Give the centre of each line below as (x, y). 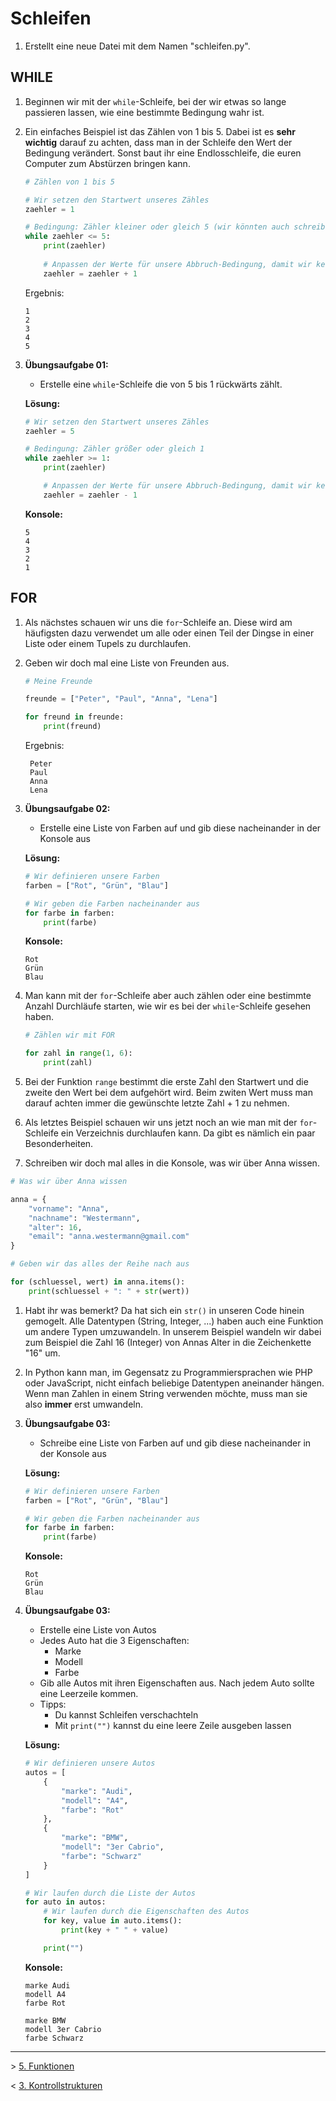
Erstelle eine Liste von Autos (98, 1630)
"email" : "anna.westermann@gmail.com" (109, 1237)
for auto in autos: (65, 1902)
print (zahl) (68, 1063)
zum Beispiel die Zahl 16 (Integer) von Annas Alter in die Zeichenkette (168, 1342)
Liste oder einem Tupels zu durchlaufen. (108, 643)
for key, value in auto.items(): (113, 1921)
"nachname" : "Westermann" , (84, 1218)
